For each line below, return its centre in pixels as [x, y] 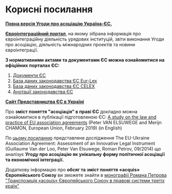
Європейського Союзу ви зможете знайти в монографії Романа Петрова [86, 175]
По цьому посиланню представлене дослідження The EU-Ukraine [78, 138]
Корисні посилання [49, 9]
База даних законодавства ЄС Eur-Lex [55, 81]
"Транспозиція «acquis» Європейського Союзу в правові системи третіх [85, 180]
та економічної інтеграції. [35, 160]
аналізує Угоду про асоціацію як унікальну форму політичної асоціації [85, 154]
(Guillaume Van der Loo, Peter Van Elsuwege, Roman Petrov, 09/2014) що [83, 149]
